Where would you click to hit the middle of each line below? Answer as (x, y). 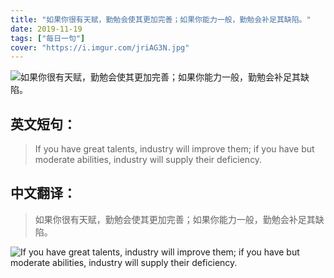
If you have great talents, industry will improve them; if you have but (174, 149)
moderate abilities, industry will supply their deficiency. (148, 160)
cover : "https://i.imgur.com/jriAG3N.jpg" (100, 47)
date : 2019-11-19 (46, 29)
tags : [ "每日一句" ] (48, 38)
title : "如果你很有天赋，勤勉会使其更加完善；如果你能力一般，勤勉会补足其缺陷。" (161, 19)
